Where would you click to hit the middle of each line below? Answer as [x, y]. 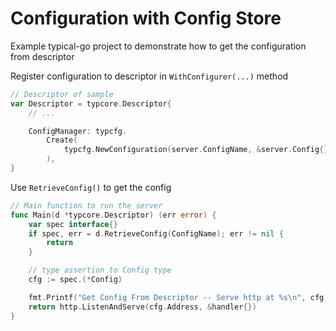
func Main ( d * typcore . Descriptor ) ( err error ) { [113, 215]
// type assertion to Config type [100, 270]
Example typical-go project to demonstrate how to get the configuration [158, 46]
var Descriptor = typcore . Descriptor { [91, 103]
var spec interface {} [73, 224]
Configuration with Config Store [146, 18]
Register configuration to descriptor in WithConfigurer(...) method [149, 76]
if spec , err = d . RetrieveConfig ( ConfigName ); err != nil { [156, 233]
